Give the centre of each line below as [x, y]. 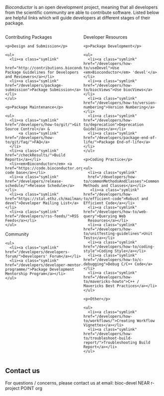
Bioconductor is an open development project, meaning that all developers [82, 7]
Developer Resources [106, 37]
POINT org [32, 388]
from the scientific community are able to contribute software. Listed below [82, 12]
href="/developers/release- [34, 181]
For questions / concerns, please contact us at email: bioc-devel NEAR [78, 383]
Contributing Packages [29, 37]
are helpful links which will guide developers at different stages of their [78, 18]
